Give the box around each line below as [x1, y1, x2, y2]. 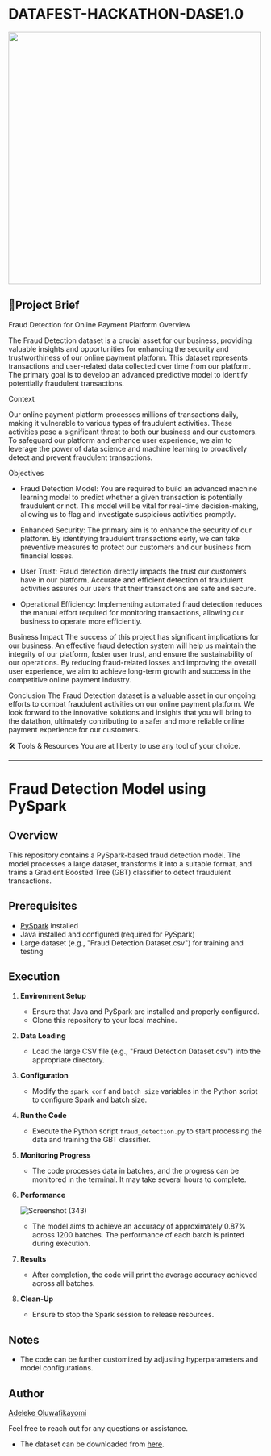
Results [19, 1254, 47, 1264]
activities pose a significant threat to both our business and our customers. [8, 427, 258, 436]
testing [19, 946, 44, 956]
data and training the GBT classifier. [31, 1135, 152, 1145]
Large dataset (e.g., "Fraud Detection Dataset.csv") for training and [19, 937, 244, 948]
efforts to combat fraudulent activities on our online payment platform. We [8, 699, 256, 708]
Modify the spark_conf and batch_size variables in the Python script [31, 1087, 258, 1096]
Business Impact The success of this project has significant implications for [8, 632, 260, 641]
